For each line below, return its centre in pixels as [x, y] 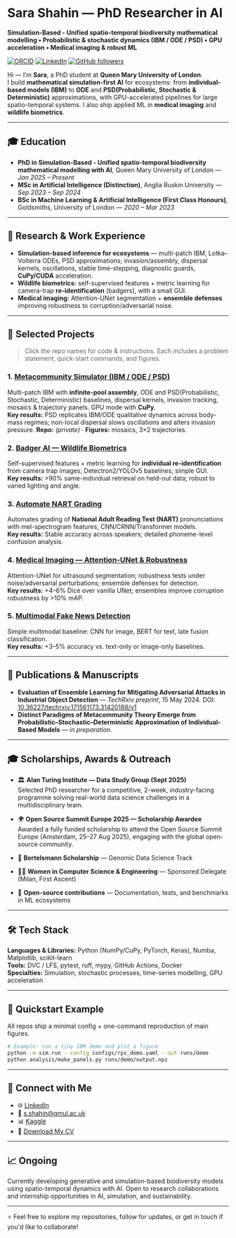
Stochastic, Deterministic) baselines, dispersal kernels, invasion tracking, [113, 400]
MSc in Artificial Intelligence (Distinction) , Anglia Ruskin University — [120, 185]
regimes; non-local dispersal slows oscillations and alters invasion [120, 422]
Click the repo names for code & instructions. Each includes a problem [126, 351]
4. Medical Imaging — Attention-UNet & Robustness [98, 560]
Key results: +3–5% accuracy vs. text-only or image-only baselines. [106, 646]
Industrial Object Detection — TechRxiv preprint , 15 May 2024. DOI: [116, 700]
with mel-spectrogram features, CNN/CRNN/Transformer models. [102, 527]
